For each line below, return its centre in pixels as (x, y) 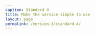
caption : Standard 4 (27, 10)
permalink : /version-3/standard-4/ (43, 24)
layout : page (19, 19)
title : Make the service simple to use (48, 14)
